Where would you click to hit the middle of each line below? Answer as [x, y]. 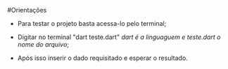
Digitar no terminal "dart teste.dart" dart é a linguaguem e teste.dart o [119, 37]
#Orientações [27, 10]
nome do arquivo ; [43, 44]
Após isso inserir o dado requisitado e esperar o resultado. [102, 58]
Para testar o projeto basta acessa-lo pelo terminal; [92, 23]
